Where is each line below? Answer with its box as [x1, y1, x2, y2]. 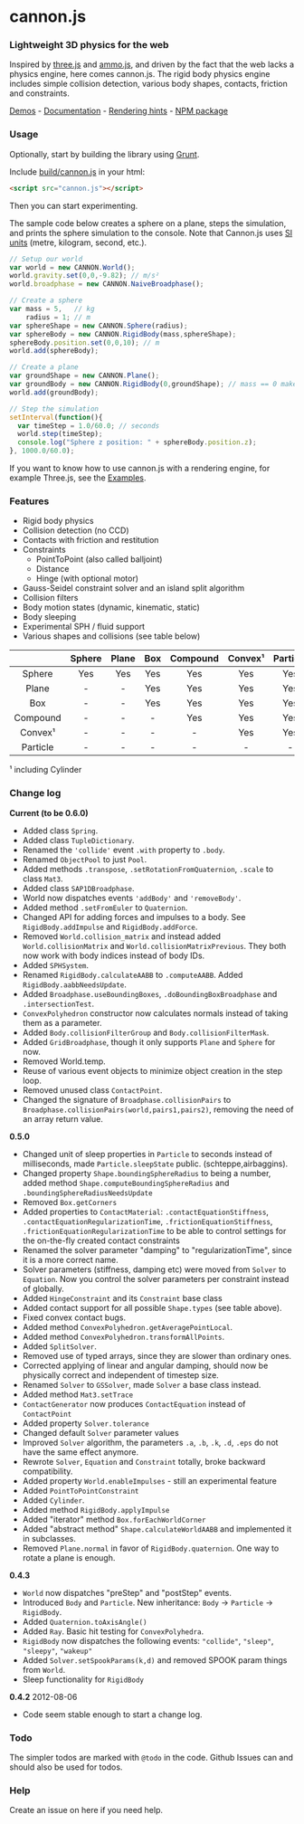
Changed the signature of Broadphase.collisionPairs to [22, 1094, 232, 1105]
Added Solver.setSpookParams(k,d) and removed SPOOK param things [22, 1654, 288, 1666]
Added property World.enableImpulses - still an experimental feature [22, 1475, 278, 1486]
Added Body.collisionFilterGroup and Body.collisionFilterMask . [22, 1027, 270, 1038]
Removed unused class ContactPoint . [22, 1084, 163, 1096]
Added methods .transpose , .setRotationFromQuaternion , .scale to [22, 863, 274, 874]
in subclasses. [22, 1533, 77, 1544]
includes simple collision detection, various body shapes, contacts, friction [9, 79, 288, 90]
